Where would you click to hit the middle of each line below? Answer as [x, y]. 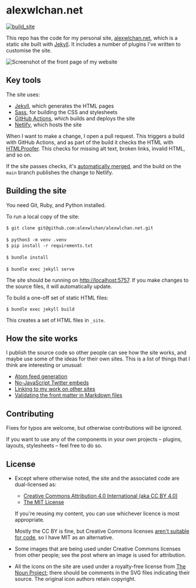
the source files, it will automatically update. [59, 286]
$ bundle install [27, 257]
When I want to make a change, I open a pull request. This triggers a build [95, 136]
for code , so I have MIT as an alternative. [64, 537]
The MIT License [44, 502]
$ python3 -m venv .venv [36, 240]
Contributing [30, 414]
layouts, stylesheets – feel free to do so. [54, 446]
